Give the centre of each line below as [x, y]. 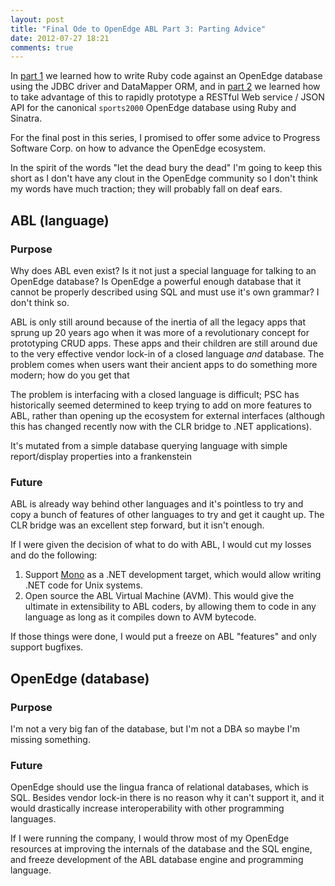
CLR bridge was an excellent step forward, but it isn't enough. [137, 525]
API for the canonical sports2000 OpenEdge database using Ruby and [153, 108]
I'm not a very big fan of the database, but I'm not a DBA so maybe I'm [155, 728]
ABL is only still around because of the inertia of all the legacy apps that [158, 322]
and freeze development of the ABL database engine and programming [157, 860]
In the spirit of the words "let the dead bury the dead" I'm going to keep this [166, 168]
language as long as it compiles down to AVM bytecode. [140, 617]
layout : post [37, 19]
